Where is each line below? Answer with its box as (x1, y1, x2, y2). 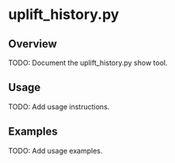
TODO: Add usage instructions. (8, 101, 110, 112)
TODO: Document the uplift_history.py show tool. (8, 58, 168, 67)
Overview (8, 37, 58, 51)
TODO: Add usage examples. (8, 146, 103, 155)
